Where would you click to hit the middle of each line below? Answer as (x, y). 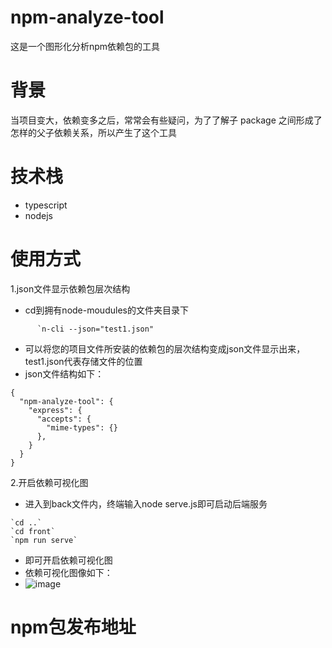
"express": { (55, 410)
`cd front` (33, 531)
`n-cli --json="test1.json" (95, 329)
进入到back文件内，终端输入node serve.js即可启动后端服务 (146, 503)
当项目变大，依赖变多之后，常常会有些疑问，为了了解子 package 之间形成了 (166, 120)
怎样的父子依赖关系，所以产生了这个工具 (93, 132)
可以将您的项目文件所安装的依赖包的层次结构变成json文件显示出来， (165, 348)
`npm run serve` (44, 540)
